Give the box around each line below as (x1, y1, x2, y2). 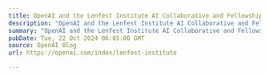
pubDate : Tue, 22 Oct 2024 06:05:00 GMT (8, 34, 146, 42)
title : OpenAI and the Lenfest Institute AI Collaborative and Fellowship (8, 11, 263, 20)
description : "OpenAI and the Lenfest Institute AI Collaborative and (8, 19, 249, 27)
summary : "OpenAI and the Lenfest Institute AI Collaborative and (8, 26, 235, 34)
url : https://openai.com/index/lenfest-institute (8, 49, 178, 57)
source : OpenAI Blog (8, 42, 78, 50)
